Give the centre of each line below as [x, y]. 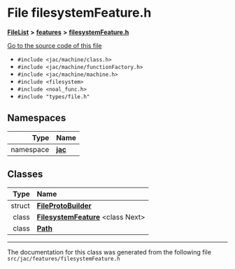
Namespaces [37, 118]
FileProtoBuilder [64, 206]
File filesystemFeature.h [79, 13]
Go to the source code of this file [55, 45]
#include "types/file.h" [54, 97]
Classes [25, 175]
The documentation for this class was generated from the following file [109, 252]
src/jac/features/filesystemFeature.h [64, 259]
